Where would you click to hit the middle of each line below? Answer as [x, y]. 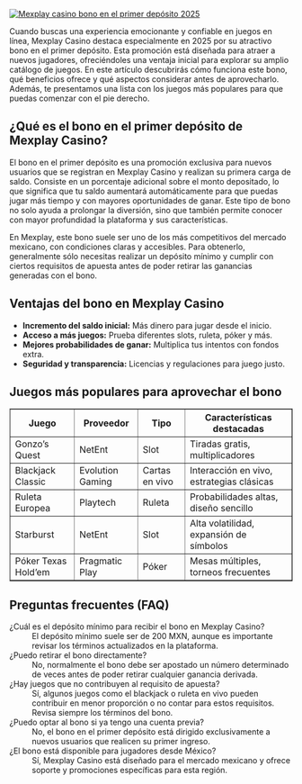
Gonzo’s [32, 444]
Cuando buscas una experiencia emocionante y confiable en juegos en [141, 31]
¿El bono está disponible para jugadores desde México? [113, 751]
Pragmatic [101, 561]
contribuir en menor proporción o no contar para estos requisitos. [153, 703]
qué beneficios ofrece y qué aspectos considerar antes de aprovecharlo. [144, 79]
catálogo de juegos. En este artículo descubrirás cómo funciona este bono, [148, 69]
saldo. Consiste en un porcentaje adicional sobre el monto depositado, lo [144, 181]
